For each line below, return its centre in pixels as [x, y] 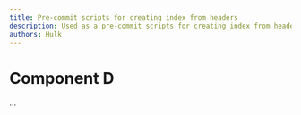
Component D [62, 78]
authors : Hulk [36, 34]
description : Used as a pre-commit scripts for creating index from [140, 26]
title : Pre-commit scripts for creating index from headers [124, 17]
